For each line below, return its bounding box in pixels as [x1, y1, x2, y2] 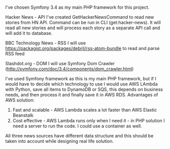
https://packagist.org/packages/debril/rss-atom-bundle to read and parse [5, 45, 160, 51]
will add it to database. [5, 30, 53, 36]
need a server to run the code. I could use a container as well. [12, 123, 142, 129]
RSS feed [5, 51, 25, 57]
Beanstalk [12, 112, 34, 118]
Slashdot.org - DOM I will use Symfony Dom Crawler [5, 61, 115, 66]
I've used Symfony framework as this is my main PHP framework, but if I [5, 76, 156, 81]
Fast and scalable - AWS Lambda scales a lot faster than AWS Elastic [12, 107, 157, 113]
